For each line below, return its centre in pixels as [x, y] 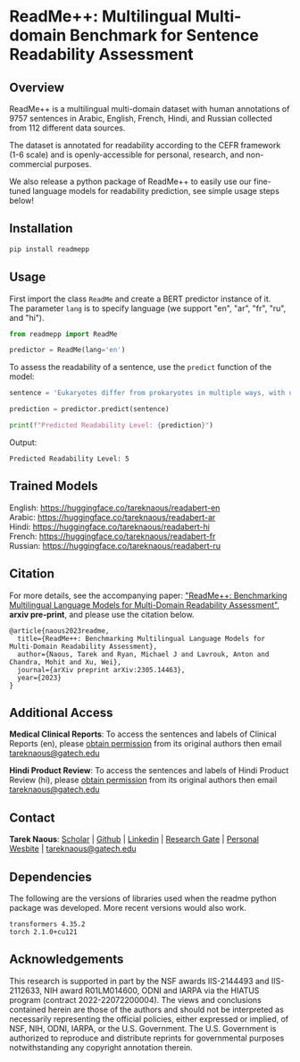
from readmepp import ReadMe [63, 334]
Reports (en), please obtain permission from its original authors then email [146, 744]
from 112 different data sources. [67, 128]
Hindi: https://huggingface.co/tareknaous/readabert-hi [109, 527]
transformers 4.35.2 [48, 924]
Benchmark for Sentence [164, 35]
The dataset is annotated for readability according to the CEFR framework [145, 145]
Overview [37, 87]
